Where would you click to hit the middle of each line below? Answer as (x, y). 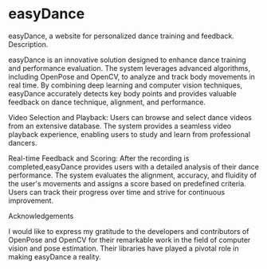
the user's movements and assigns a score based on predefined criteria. (128, 183)
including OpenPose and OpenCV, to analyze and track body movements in (132, 76)
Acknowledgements (41, 216)
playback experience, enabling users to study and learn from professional (130, 134)
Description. (28, 44)
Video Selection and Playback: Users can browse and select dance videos (130, 117)
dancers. (23, 142)
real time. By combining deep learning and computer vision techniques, (126, 85)
